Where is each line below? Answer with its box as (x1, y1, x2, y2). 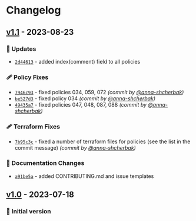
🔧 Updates (6, 45, 36, 53)
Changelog (6, 4, 61, 17)
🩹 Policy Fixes (6, 73, 49, 81)
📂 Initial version (6, 207, 51, 216)
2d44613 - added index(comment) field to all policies (14, 58, 141, 65)
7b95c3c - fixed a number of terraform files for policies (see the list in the (14, 138, 191, 145)
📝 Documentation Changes (6, 159, 85, 167)
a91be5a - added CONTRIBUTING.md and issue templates (14, 172, 154, 180)
